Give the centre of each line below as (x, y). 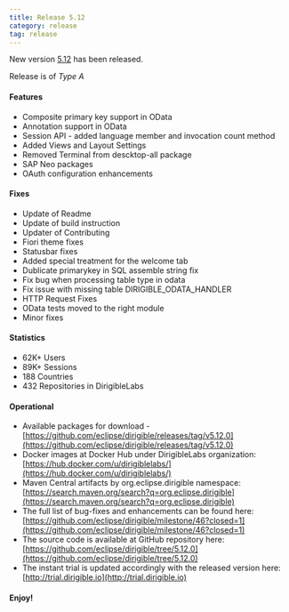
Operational (32, 407)
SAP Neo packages (57, 164)
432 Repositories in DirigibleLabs (83, 386)
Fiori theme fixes (53, 242)
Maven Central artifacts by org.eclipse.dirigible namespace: (132, 483)
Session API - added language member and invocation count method (149, 135)
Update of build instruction (71, 222)
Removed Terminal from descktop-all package (107, 154)
